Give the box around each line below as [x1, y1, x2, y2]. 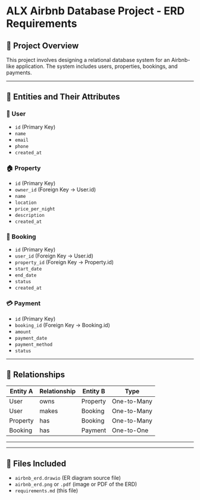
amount [14, 329, 32, 335]
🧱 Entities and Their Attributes [6, 92, 120, 102]
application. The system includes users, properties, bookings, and [15, 63, 178, 70]
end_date [14, 272, 37, 278]
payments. [6, 69, 32, 76]
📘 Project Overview [6, 41, 79, 51]
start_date [14, 266, 42, 272]
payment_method [14, 341, 53, 347]
